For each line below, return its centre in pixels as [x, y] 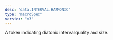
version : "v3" [19, 19]
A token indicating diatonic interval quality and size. [57, 33]
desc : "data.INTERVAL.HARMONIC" [38, 10]
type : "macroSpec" [24, 14]
